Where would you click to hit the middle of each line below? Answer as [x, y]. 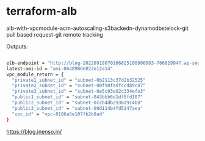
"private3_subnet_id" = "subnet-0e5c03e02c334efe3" [79, 92]
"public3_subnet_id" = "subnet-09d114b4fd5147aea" [77, 108]
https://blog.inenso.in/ [34, 131]
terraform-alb [42, 11]
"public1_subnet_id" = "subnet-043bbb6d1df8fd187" [77, 97]
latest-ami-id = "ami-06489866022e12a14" [60, 68]
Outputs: [17, 46]
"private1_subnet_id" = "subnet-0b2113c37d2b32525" [79, 80]
